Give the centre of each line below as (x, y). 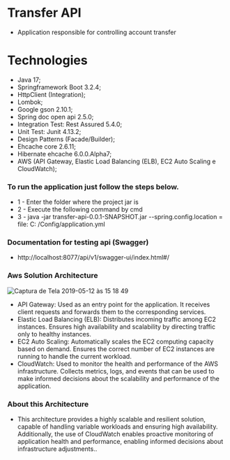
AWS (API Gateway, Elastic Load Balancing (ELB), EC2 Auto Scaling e (116, 161)
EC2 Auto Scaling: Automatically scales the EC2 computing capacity (115, 341)
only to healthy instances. (54, 334)
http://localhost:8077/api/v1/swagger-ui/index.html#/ (93, 258)
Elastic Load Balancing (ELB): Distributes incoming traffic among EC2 (116, 319)
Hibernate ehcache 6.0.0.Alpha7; (64, 154)
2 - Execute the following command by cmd (80, 209)
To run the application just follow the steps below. (93, 186)
